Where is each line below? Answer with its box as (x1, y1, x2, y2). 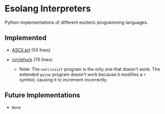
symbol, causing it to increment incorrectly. (19, 76, 108, 82)
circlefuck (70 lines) (11, 57, 53, 62)
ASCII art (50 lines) (11, 47, 51, 53)
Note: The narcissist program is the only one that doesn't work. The (19, 66, 161, 72)
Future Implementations (4, 91, 80, 100)
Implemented (4, 34, 47, 42)
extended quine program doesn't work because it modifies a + (19, 71, 146, 77)
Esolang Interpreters (4, 3, 91, 14)
